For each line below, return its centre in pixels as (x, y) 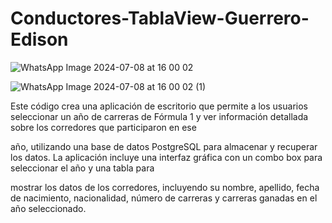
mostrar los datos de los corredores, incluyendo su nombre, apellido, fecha (165, 187)
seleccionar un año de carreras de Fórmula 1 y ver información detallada (159, 116)
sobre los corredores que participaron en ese (103, 127)
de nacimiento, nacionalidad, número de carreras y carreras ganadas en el (164, 198)
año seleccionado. (48, 208)
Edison (39, 39)
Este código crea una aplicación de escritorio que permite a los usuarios (159, 106)
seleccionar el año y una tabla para (82, 168)
